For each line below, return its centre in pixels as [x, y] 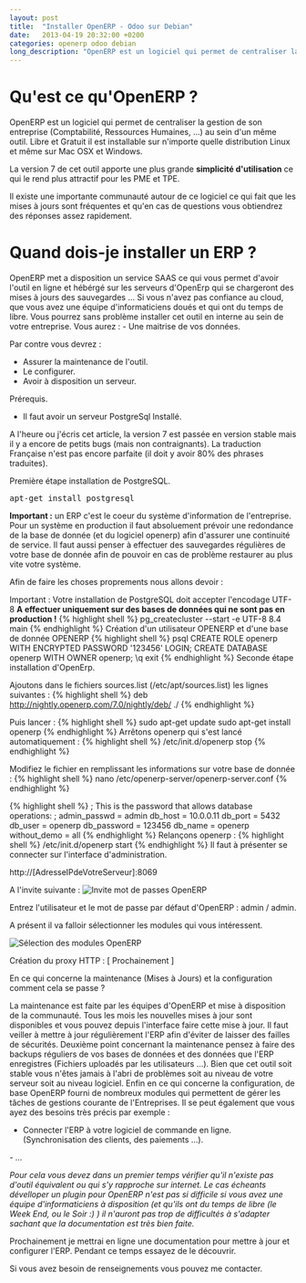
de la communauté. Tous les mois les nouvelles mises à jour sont [131, 1015]
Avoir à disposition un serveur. [79, 381]
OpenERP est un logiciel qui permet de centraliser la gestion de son [136, 122]
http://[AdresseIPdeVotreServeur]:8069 [83, 872]
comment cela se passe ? [57, 988]
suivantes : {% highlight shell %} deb [79, 695]
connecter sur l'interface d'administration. [88, 855]
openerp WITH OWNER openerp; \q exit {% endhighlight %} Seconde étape [152, 657]
